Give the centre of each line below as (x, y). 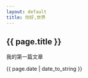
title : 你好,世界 (26, 17)
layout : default (26, 12)
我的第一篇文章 (25, 57)
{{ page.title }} (34, 42)
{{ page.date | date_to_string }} (44, 69)
